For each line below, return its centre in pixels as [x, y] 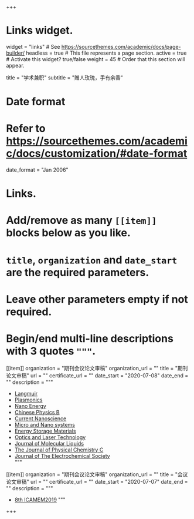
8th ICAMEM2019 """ [40, 500]
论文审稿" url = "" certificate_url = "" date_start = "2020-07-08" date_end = [97, 375]
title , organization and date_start [92, 260]
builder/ [16, 53]
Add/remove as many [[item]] [81, 220]
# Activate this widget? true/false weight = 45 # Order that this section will [96, 59]
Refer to [26, 128]
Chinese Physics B [37, 412]
